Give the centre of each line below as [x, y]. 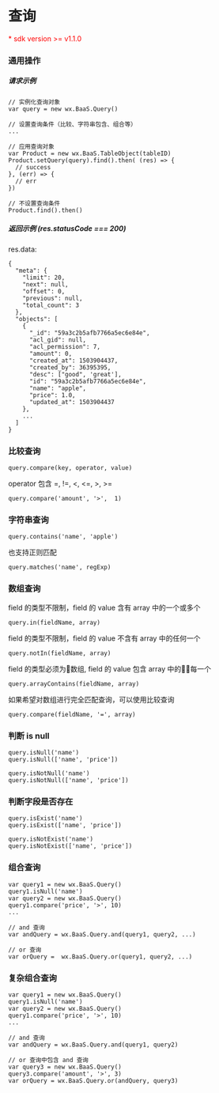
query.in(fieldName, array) [55, 622]
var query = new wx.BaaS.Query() [63, 109]
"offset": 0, [44, 291]
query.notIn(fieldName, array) [60, 653]
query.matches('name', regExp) [60, 567]
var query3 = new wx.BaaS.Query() [65, 1067]
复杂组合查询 [33, 978]
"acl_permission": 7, [65, 346]
